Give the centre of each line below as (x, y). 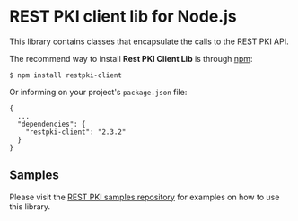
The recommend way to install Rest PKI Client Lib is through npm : (131, 58)
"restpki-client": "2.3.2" (76, 132)
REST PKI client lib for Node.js (123, 17)
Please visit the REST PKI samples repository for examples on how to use (145, 197)
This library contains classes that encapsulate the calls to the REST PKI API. (149, 41)
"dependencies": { (52, 124)
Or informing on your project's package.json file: (98, 92)
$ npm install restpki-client (66, 75)
